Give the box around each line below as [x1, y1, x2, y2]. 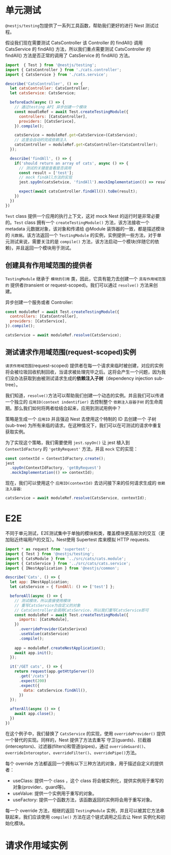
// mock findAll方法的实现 [18, 175, 72, 180]
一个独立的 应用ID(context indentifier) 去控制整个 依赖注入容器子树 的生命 [5, 398, 159, 405]
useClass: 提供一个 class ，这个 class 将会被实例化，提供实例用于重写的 [12, 777, 164, 784]
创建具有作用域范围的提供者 [5, 261, 93, 270]
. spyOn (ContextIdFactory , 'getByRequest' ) [10, 465, 101, 471]
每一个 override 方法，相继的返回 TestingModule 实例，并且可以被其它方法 [5, 807, 160, 813]
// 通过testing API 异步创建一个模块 [14, 105, 87, 110]
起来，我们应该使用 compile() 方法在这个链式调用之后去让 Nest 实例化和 [9, 814, 161, 820]
